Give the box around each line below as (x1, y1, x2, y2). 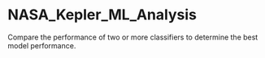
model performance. (7, 40, 76, 50)
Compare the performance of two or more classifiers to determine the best (7, 32, 258, 42)
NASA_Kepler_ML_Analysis (7, 6, 197, 24)
